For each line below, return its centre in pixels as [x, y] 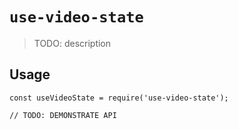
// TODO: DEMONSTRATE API [63, 115]
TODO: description [72, 43]
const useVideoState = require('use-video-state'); [119, 98]
